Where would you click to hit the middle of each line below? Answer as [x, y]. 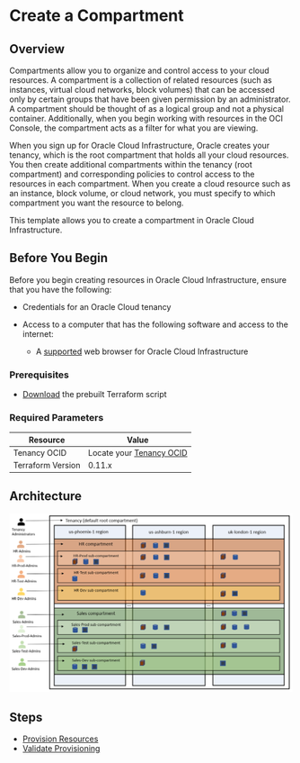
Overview [37, 49]
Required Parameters [57, 418]
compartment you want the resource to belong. [97, 203]
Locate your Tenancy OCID [138, 453]
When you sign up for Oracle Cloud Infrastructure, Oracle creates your [140, 145]
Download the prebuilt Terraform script [95, 395]
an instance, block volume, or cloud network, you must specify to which [142, 193]
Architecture [46, 496]
